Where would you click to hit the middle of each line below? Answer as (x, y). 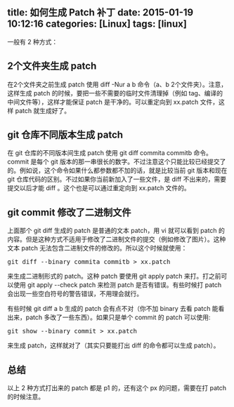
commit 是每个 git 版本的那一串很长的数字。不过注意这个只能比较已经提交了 (117, 162)
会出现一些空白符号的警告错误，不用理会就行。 (75, 294)
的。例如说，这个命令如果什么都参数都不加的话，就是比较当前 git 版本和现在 (117, 171)
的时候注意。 (26, 397)
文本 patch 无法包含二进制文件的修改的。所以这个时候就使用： (97, 248)
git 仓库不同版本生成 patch (65, 135)
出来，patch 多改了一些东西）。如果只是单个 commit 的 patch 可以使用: (109, 317)
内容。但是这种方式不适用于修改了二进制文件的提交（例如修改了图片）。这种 (117, 239)
